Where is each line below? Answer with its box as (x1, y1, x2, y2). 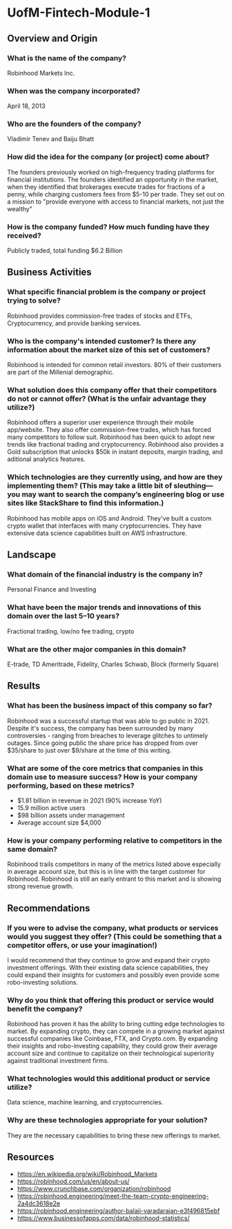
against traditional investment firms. (7, 1057, 109, 1065)
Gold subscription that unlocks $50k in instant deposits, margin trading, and (7, 448, 223, 456)
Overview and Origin (7, 33, 98, 44)
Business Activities (7, 267, 92, 278)
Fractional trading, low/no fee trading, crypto (7, 627, 135, 635)
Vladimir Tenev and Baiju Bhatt (7, 135, 95, 143)
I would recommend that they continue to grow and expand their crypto (7, 956, 211, 964)
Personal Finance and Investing (7, 585, 97, 593)
